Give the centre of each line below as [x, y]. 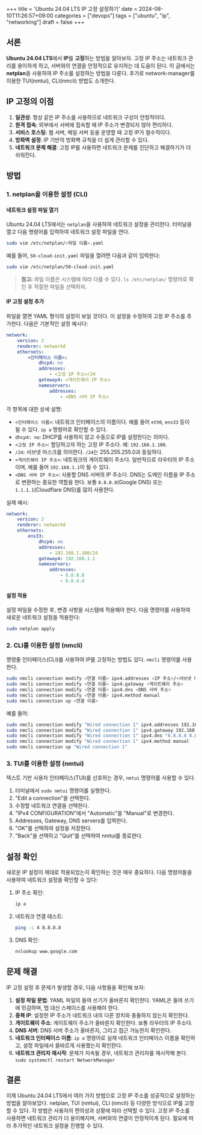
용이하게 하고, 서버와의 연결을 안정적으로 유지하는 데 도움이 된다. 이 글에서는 [106, 66]
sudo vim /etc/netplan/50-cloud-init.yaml [60, 267]
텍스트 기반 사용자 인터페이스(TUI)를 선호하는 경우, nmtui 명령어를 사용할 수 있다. [101, 778]
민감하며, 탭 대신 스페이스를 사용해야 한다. [70, 1007]
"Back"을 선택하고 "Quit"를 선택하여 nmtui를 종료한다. [79, 836]
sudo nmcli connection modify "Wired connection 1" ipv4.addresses [93, 725]
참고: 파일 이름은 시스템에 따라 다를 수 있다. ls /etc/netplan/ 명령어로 [104, 279]
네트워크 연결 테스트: [39, 916]
